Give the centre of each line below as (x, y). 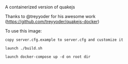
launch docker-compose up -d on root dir (48, 57)
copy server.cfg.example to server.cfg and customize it (64, 40)
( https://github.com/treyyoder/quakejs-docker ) (52, 22)
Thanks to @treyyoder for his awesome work (50, 16)
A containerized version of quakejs (40, 7)
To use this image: (23, 31)
